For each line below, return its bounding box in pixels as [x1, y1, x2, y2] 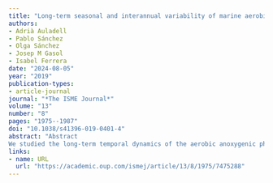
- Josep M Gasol [8, 49, 63, 57]
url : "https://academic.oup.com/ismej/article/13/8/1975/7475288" [15, 163, 245, 171]
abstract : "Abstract [8, 132, 79, 140]
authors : [8, 19, 38, 28]
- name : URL [8, 155, 49, 163]
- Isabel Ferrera [8, 57, 67, 66]
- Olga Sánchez [8, 42, 60, 50]
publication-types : [8, 79, 75, 87]
